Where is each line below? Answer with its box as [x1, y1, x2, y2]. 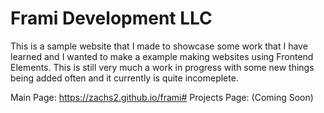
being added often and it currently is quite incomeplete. [10, 72, 239, 84]
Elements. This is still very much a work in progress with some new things [10, 61, 315, 73]
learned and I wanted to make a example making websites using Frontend [10, 50, 314, 62]
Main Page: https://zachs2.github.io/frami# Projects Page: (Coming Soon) [10, 91, 314, 103]
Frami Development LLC [10, 7, 213, 30]
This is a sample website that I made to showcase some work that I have [10, 40, 308, 52]
